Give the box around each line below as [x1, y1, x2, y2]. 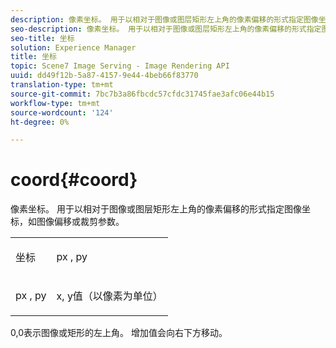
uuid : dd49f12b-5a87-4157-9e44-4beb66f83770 [10, 71, 199, 81]
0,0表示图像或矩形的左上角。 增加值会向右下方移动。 [10, 327, 228, 339]
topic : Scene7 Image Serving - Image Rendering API [10, 61, 230, 71]
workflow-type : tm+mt [10, 98, 101, 108]
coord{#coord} [10, 169, 138, 191]
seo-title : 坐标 [10, 33, 75, 43]
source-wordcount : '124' [10, 107, 114, 118]
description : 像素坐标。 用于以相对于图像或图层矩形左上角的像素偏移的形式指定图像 [10, 14, 319, 25]
